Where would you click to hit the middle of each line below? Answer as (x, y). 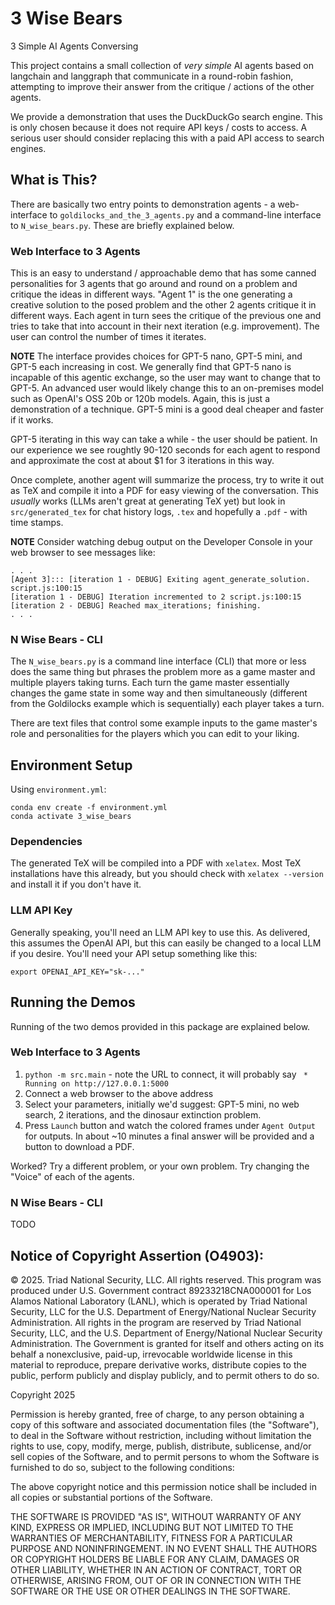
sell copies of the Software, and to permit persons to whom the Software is (165, 1456)
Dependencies (46, 842)
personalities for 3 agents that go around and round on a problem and (154, 284)
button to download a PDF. (79, 1146)
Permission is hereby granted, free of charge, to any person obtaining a (157, 1414)
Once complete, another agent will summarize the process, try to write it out (167, 480)
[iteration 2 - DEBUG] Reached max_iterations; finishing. (136, 606)
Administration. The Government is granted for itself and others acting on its (167, 1343)
